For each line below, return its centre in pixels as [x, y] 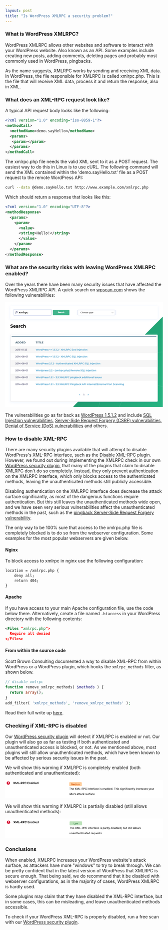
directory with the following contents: [44, 619]
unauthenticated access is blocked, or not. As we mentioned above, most [81, 748]
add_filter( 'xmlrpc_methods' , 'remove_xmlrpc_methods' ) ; [68, 703]
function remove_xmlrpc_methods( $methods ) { [54, 687]
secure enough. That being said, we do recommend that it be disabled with [82, 876]
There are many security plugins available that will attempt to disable [76, 450]
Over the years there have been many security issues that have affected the [83, 285]
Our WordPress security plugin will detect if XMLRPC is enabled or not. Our [82, 736]
